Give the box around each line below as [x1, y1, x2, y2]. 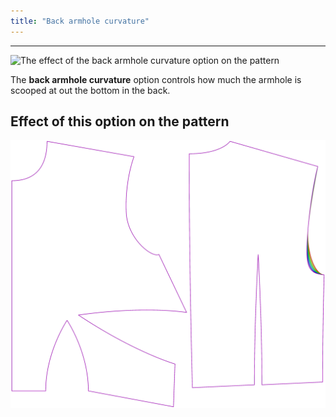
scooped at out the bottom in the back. [10, 84, 171, 96]
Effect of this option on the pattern [10, 113, 230, 130]
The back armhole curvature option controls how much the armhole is [10, 73, 302, 85]
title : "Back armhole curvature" [10, 16, 150, 26]
